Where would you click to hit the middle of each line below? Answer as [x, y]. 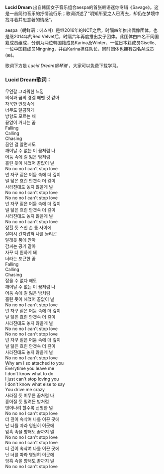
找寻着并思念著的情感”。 [30, 20]
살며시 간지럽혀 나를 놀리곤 [31, 234]
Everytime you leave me [30, 368]
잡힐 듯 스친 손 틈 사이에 [28, 228]
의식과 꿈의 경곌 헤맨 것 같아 [32, 98]
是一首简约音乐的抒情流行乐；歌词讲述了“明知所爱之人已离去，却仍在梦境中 [82, 13]
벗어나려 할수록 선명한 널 [29, 408]
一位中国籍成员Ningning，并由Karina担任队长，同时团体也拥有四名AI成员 [80, 49]
